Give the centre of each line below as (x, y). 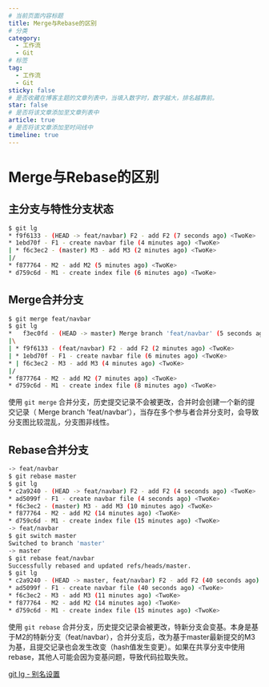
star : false (28, 105)
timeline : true (34, 135)
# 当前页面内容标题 (36, 16)
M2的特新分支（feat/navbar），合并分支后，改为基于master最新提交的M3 (135, 636)
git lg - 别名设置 (34, 673)
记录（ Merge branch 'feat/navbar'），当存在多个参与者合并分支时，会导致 (137, 412)
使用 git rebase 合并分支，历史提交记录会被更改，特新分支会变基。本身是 (130, 627)
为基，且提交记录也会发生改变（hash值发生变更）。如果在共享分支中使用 (127, 647)
